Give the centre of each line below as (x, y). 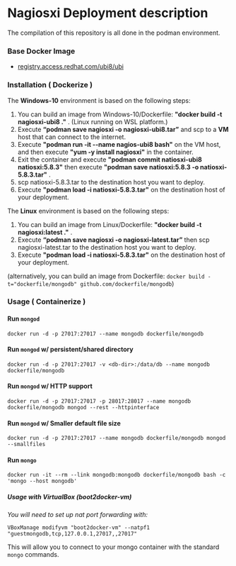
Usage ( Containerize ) (47, 301)
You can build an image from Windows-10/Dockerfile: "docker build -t (120, 114)
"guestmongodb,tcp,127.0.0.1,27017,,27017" (72, 534)
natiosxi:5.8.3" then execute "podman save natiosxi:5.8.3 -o (108, 167)
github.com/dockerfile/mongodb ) (127, 283)
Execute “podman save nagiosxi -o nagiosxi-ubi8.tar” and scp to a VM (123, 129)
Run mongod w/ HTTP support (50, 386)
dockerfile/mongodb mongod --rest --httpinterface (83, 408)
